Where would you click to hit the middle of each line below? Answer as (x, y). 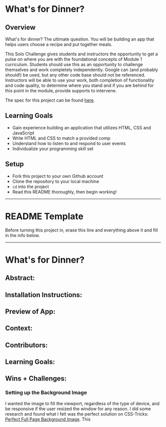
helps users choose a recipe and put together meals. (59, 44)
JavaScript (23, 133)
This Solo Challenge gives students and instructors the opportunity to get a (82, 54)
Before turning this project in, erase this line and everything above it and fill (82, 230)
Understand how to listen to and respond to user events (69, 143)
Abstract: (20, 278)
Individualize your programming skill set (53, 149)
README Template (44, 216)
